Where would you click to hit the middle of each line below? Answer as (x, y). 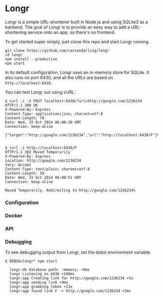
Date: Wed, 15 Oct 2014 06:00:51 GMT (43, 177)
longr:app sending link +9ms (39, 282)
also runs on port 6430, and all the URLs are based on (59, 77)
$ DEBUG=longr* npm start (31, 261)
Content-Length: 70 (25, 118)
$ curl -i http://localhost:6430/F (41, 148)
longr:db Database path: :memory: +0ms (50, 270)
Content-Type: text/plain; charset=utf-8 (48, 169)
